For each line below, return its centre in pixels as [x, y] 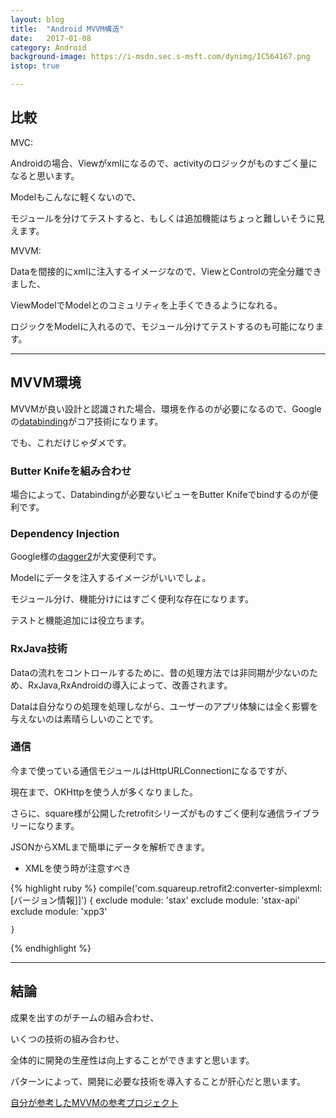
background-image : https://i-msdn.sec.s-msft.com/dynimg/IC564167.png [160, 57]
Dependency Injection [65, 533]
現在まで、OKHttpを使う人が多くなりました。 [104, 792]
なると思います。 [45, 175]
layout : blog [37, 19]
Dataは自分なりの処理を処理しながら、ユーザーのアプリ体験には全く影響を [164, 706]
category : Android [48, 47]
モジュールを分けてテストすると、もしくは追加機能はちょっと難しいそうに [163, 218]
